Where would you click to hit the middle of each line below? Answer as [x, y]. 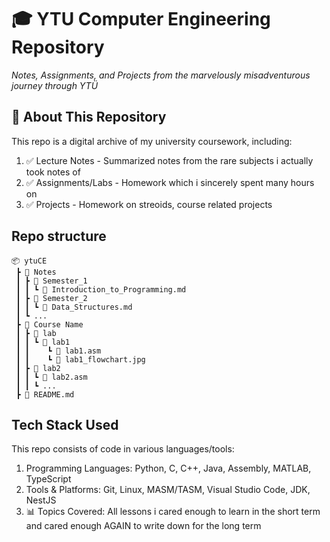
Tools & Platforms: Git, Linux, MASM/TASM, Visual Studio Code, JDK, [168, 490]
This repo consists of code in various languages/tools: [123, 449]
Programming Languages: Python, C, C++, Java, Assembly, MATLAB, [168, 468]
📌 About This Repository [89, 117]
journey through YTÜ [55, 85]
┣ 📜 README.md [45, 394]
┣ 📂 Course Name [49, 324]
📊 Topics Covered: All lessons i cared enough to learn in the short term [173, 512]
